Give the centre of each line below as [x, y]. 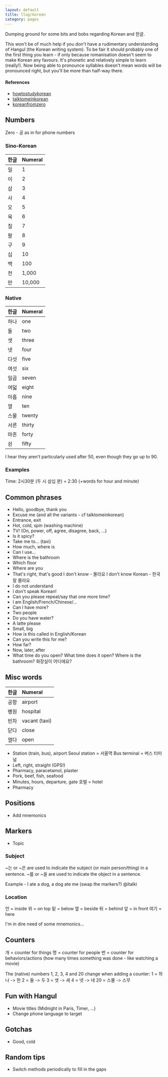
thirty [28, 425]
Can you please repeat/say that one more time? [61, 597]
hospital [31, 711]
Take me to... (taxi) [32, 542]
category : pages [22, 19]
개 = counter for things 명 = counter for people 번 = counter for [69, 952]
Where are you [28, 568]
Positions [20, 803]
